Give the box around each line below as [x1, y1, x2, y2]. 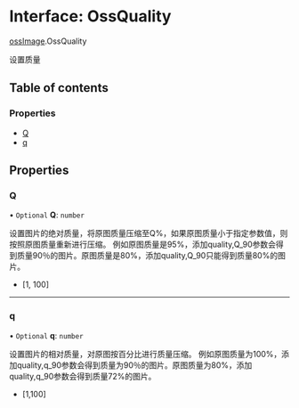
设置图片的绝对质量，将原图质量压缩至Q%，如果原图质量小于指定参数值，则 [9, 228, 288, 239]
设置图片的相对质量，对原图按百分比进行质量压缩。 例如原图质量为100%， [9, 348, 282, 359]
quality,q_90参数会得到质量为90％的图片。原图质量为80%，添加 [16, 359, 253, 371]
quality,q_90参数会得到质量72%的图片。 [9, 371, 157, 381]
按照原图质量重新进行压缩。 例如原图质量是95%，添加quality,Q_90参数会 [9, 239, 277, 250]
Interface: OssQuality [9, 6, 172, 27]
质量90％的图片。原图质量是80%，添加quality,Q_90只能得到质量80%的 [16, 250, 279, 261]
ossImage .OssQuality [9, 36, 87, 46]
